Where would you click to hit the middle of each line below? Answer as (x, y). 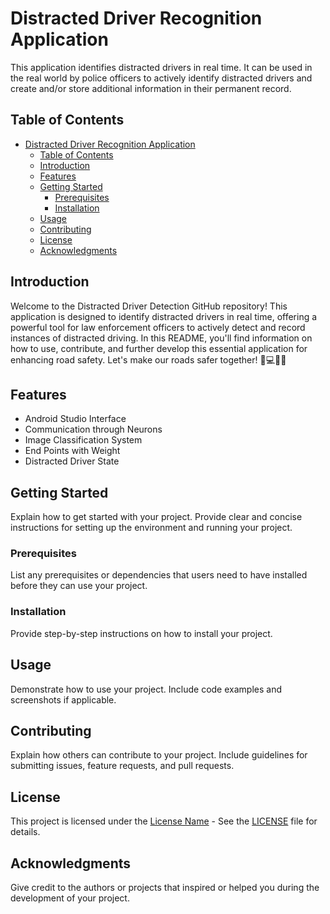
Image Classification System (83, 440)
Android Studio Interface (75, 419)
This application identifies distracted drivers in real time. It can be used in (161, 67)
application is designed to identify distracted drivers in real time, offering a (164, 316)
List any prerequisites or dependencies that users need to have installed (159, 575)
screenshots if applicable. (63, 699)
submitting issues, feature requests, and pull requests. (122, 766)
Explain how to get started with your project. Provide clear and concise (156, 517)
